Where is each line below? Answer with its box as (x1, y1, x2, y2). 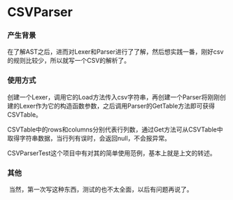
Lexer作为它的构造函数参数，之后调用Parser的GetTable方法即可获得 (19, 101, 216, 110)
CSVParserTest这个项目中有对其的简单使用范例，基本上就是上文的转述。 (7, 148, 217, 157)
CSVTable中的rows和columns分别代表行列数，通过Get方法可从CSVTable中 (7, 125, 223, 134)
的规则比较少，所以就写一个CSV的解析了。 (7, 57, 131, 65)
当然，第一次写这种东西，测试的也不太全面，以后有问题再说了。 (8, 185, 193, 194)
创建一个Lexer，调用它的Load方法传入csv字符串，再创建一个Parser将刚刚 (7, 92, 220, 101)
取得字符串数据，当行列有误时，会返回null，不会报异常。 (7, 134, 171, 142)
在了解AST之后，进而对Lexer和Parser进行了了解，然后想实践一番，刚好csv (7, 48, 224, 56)
